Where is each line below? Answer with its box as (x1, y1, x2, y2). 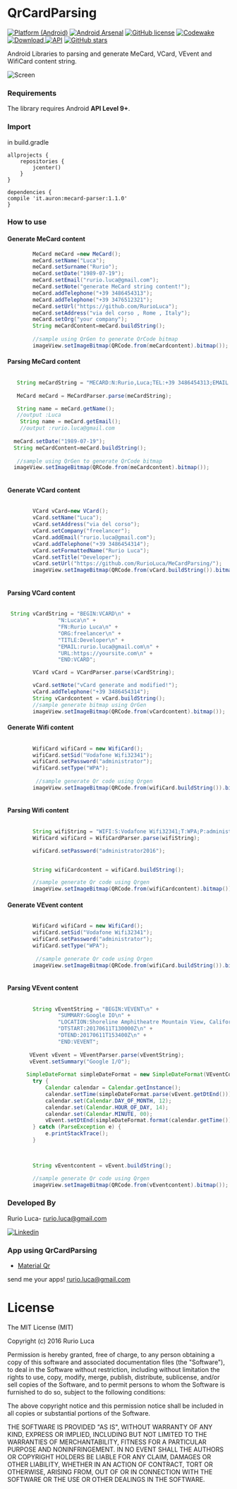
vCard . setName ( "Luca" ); (32, 514, 102, 521)
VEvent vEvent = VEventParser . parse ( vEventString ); (29, 1051, 185, 1059)
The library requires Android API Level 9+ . (7, 104, 130, 113)
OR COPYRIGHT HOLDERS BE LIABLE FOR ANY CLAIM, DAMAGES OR (7, 1452, 212, 1461)
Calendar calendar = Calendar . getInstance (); (44, 1084, 181, 1091)
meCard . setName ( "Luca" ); (32, 257, 106, 264)
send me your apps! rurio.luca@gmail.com (7, 1275, 130, 1284)
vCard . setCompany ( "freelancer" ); (32, 528, 131, 535)
